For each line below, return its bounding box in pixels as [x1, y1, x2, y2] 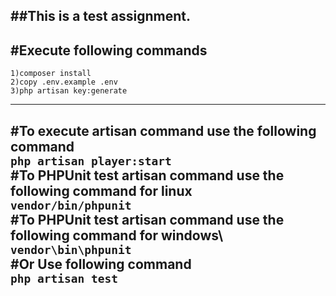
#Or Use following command [10, 255, 192, 273]
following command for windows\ [10, 227, 224, 244]
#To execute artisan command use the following [10, 122, 317, 139]
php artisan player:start [10, 154, 172, 168]
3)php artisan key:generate [10, 86, 128, 96]
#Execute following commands [10, 42, 208, 59]
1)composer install [10, 69, 92, 79]
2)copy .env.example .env [10, 77, 118, 88]
